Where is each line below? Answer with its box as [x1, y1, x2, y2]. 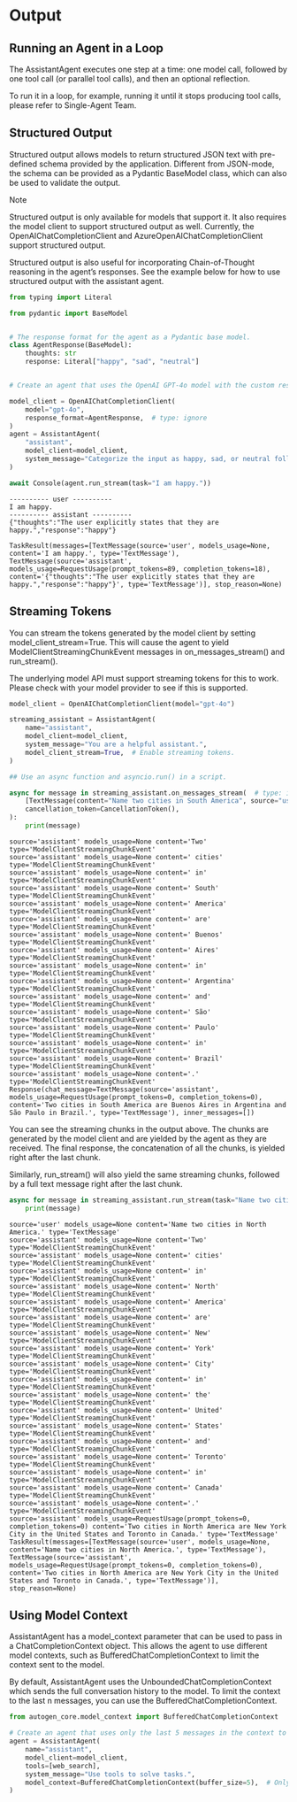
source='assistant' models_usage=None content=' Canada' [9, 1483, 224, 1492]
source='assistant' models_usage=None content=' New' [9, 1328, 212, 1337]
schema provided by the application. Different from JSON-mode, [39, 158, 275, 169]
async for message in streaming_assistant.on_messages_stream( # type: [9, 789, 283, 797]
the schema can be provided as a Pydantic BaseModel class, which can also [9, 167, 287, 178]
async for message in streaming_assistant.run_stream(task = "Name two [9, 1196, 271, 1205]
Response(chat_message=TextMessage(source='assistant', [9, 1085, 219, 1094]
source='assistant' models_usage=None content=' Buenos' [9, 930, 224, 939]
